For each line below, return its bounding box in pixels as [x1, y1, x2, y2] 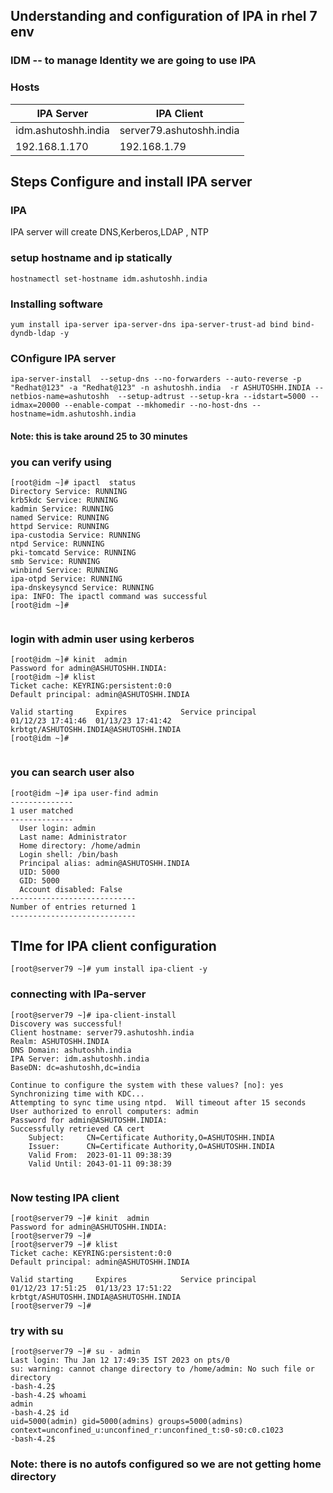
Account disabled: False [19, 884, 123, 894]
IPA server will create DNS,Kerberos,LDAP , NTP [10, 226, 209, 238]
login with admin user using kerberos [10, 632, 195, 646]
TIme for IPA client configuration [10, 938, 217, 955]
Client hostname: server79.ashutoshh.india [10, 1027, 195, 1038]
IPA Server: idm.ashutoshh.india [10, 1054, 150, 1064]
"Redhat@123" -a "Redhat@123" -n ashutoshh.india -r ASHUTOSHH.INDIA [10, 383, 311, 393]
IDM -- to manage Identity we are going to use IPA [10, 54, 257, 68]
